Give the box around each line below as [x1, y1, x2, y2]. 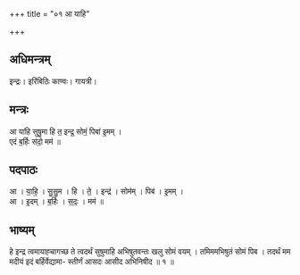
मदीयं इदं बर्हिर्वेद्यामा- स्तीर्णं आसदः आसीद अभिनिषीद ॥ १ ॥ [9, 256, 174, 267]
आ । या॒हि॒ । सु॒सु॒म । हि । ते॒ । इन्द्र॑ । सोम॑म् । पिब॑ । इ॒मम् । [9, 186, 185, 196]
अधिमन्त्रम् [9, 52, 51, 67]
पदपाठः [9, 162, 38, 178]
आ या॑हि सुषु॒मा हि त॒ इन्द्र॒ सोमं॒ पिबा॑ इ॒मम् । [9, 126, 122, 137]
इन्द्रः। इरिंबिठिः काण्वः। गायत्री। [9, 76, 97, 87]
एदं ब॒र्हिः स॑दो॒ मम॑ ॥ [9, 136, 61, 146]
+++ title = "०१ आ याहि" [9, 9, 90, 19]
